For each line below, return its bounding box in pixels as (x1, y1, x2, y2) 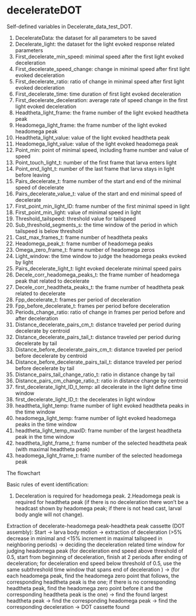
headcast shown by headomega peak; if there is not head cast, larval (15, 505, 182, 512)
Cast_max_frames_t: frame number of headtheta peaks (15, 233, 148, 241)
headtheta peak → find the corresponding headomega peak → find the (6, 597, 177, 604)
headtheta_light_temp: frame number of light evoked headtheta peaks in (15, 402, 190, 409)
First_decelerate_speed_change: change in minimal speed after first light (15, 65, 190, 72)
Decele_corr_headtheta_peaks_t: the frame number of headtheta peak (15, 283, 185, 290)
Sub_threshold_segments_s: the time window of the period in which (15, 221, 178, 228)
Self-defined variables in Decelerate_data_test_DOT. (6, 23, 133, 30)
